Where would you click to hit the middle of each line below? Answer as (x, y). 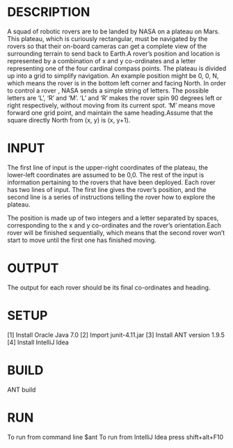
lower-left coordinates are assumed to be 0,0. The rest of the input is (106, 175)
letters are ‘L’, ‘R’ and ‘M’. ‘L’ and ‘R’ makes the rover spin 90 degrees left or (115, 97)
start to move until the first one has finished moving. (82, 240)
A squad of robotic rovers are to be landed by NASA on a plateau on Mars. (114, 31)
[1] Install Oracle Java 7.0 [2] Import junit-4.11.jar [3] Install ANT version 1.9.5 (116, 335)
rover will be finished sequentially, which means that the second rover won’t (116, 232)
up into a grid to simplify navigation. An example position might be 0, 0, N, (113, 75)
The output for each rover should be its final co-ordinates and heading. (109, 287)
